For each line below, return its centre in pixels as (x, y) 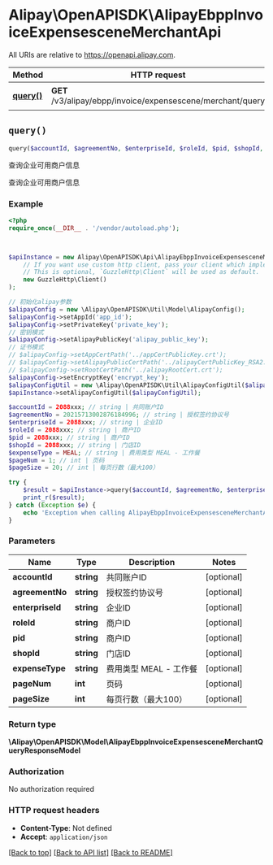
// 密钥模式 (26, 332)
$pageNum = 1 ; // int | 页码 (56, 460)
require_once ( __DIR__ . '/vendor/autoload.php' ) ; (94, 228)
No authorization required (52, 789)
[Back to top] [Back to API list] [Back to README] (91, 852)
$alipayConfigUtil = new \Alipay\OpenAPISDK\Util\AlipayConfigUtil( (127, 385)
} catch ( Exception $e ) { (52, 505)
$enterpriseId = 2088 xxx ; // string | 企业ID (86, 423)
